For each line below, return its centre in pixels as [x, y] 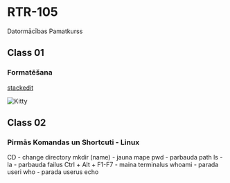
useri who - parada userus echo [53, 172]
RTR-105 [33, 12]
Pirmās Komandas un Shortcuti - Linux [73, 142]
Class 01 [26, 53]
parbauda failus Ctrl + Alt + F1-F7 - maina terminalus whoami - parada [118, 165]
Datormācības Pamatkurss [45, 31]
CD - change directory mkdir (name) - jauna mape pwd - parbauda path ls [113, 157]
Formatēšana [30, 73]
